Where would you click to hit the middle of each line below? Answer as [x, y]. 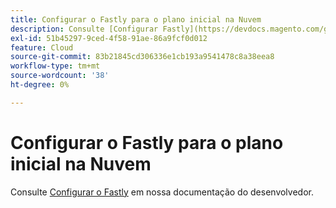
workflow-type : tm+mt [55, 66]
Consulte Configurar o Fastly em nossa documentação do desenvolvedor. [162, 192]
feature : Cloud [42, 47]
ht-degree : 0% [40, 85]
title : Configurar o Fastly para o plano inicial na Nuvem [136, 19]
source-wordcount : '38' [60, 76]
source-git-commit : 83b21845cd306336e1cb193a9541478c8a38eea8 [142, 57]
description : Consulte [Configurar [84, 29]
